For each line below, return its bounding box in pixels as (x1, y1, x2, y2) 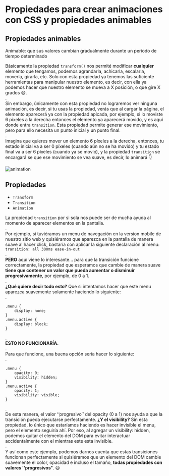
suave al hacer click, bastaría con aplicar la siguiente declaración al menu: (5, 241, 160, 247)
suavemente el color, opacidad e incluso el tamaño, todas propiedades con (5, 459, 162, 465)
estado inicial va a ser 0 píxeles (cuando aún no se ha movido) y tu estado (5, 143, 159, 149)
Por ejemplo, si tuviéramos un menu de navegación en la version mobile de (5, 231, 161, 237)
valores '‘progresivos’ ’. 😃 (5, 464, 61, 470)
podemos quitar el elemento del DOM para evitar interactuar (5, 433, 130, 439)
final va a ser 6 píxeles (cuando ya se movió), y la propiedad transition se (5, 149, 160, 154)
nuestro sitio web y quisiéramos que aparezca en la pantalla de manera (5, 236, 153, 242)
